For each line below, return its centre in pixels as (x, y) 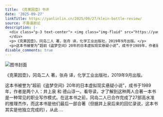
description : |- (21, 28)
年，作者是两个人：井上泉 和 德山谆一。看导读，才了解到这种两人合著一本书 (81, 91)
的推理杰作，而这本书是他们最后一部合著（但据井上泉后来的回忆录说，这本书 (81, 103)
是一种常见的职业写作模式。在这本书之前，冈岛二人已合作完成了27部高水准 (80, 97)
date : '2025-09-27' (25, 14)
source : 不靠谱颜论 (23, 23)
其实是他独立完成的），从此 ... (34, 109)
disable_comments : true (29, 50)
